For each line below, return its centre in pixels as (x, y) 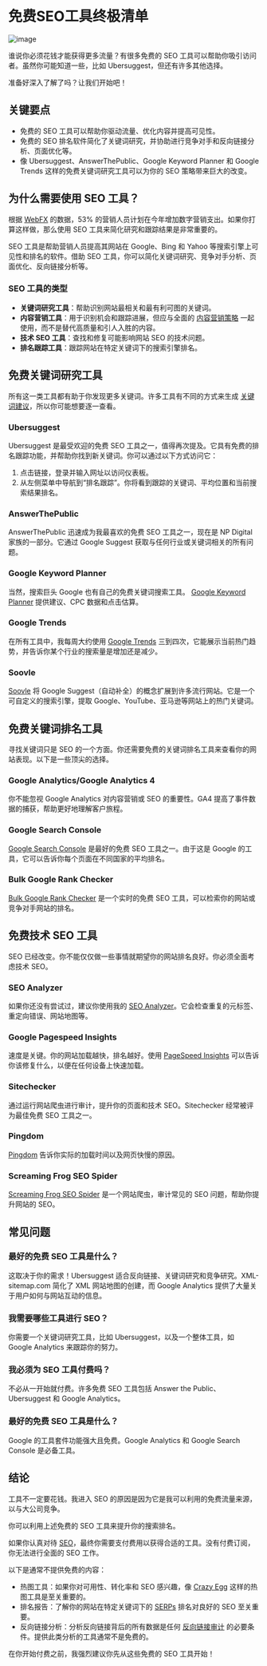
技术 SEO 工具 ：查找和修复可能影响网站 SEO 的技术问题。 (114, 337)
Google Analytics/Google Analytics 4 (82, 780)
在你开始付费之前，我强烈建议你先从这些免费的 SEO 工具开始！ (112, 1653)
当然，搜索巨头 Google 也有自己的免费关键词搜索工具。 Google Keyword (127, 591)
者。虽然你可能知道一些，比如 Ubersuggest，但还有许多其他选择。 (118, 66)
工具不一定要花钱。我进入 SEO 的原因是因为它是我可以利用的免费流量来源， (132, 1498)
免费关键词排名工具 (55, 728)
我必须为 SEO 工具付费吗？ (59, 1370)
